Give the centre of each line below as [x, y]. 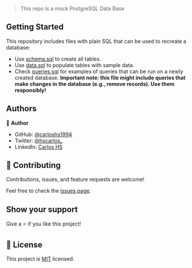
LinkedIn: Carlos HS [38, 147]
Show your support [42, 209]
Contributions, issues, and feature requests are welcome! [75, 180]
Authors [21, 109]
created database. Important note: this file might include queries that [100, 77]
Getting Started [35, 27]
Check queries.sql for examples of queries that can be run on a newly [99, 71]
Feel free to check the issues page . [48, 191]
